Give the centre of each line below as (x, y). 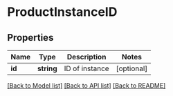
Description (86, 57)
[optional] (132, 68)
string (47, 68)
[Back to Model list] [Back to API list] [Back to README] (86, 86)
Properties (30, 38)
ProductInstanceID (62, 12)
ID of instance (86, 68)
